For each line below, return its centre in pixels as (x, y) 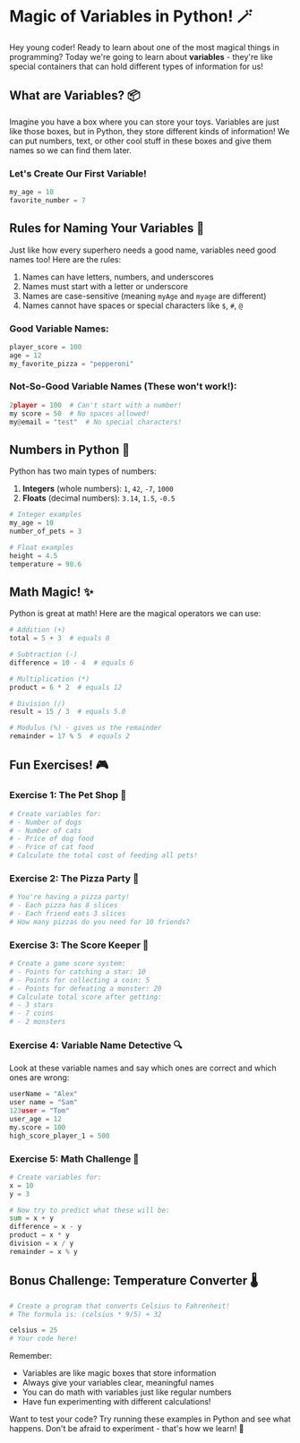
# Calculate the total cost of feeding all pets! (104, 855)
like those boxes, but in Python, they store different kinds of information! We (150, 131)
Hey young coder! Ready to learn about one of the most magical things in (144, 47)
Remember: (30, 1356)
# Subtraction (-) (43, 655)
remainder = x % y (43, 1251)
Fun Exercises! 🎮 (59, 765)
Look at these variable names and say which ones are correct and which (143, 1068)
